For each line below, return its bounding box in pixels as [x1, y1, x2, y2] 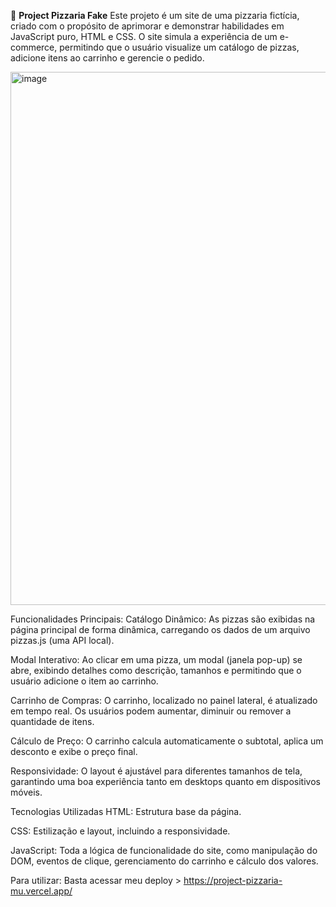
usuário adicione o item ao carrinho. [10, 675, 159, 687]
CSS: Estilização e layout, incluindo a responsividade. [10, 825, 231, 837]
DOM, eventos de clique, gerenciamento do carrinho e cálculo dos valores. [10, 855, 319, 867]
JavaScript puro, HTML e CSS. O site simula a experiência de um [10, 31, 278, 42]
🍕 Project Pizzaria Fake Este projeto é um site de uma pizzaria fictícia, [10, 10, 300, 21]
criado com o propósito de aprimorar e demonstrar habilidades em [10, 20, 285, 32]
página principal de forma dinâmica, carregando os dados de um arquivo [10, 624, 311, 635]
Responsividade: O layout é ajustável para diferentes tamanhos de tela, [10, 765, 303, 777]
